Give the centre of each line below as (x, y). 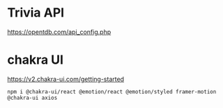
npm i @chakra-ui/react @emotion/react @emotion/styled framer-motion (112, 91)
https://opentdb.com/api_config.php (59, 32)
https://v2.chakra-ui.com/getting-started (66, 79)
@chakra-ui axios (32, 98)
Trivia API (36, 13)
